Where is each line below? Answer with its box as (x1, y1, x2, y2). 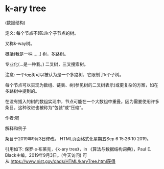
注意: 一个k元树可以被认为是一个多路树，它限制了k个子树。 (5, 71, 124, 77)
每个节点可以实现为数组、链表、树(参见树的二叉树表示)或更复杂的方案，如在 (5, 82, 159, 88)
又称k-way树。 (5, 40, 35, 46)
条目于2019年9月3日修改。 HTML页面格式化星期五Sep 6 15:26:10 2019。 (5, 135, 151, 142)
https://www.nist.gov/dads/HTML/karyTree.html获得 (10, 158, 116, 164)
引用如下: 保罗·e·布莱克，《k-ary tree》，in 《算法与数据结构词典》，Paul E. (5, 146, 152, 152)
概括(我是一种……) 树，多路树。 (5, 51, 69, 57)
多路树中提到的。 (5, 88, 40, 94)
